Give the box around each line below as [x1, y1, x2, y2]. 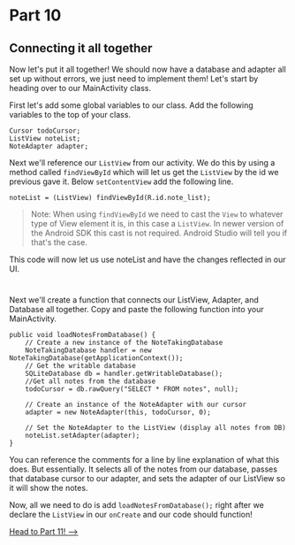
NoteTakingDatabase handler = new [25, 346, 152, 355]
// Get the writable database [25, 362, 137, 371]
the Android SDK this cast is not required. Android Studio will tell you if [30, 227, 288, 238]
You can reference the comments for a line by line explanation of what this [9, 455, 280, 465]
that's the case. [30, 237, 88, 248]
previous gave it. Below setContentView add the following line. [9, 176, 234, 187]
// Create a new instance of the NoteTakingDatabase [25, 338, 223, 348]
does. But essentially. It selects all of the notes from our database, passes [9, 464, 278, 474]
